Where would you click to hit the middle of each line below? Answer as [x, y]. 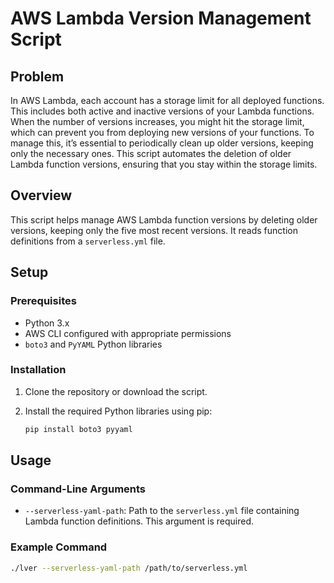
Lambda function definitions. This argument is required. [139, 521]
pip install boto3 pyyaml [78, 429]
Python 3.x [47, 323]
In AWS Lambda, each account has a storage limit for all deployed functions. [167, 100]
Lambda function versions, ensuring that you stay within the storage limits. [164, 164]
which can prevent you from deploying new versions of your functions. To [162, 132]
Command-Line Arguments [78, 489]
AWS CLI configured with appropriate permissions [128, 333]
